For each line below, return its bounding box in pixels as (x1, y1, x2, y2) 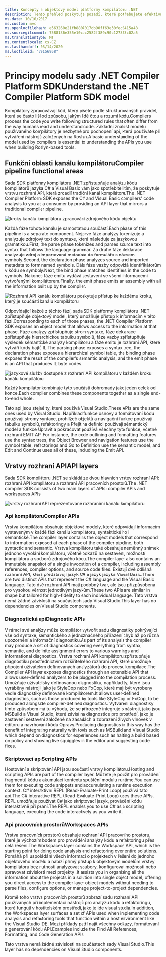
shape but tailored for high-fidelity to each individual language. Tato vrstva (5, 592, 157, 598)
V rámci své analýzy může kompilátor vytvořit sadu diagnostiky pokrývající (5, 627, 157, 633)
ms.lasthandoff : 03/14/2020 (5, 44, 63, 49)
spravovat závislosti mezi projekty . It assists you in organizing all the (5, 869, 144, 875)
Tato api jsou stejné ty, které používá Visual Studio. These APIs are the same (5, 405, 160, 411)
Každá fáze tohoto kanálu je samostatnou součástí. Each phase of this (5, 225, 147, 231)
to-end (5, 395, 19, 402)
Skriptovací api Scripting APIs (5, 755, 77, 762)
